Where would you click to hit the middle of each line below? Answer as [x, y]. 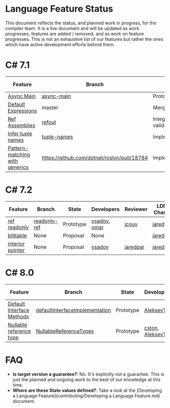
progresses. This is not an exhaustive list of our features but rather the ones [84, 39]
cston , [152, 328]
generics [18, 167]
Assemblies [22, 125]
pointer [16, 250]
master [50, 107]
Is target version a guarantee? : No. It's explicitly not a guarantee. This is [88, 374]
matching [19, 154]
